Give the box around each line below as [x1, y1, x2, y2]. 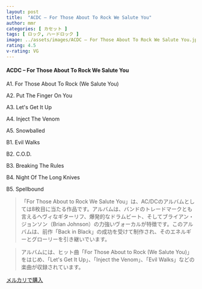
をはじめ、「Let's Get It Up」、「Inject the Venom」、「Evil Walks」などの [20, 256, 195, 263]
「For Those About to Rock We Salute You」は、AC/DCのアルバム [20, 197, 185, 205]
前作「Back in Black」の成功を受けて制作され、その [41, 227, 171, 235]
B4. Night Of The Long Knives [6, 173, 80, 181]
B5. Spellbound [6, 185, 44, 192]
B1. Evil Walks [6, 138, 40, 145]
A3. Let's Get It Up [6, 103, 52, 110]
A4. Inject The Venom [6, 115, 60, 122]
